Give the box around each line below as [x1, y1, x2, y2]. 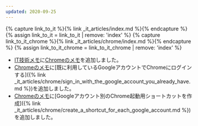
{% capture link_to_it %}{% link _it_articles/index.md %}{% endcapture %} [5, 25, 188, 32]
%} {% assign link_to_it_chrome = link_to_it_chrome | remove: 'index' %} [5, 44, 182, 51]
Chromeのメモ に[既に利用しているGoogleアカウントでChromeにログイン [14, 64, 192, 71]
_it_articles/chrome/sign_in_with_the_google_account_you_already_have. [14, 78, 191, 85]
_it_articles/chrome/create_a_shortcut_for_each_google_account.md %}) [14, 106, 191, 114]
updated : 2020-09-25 [5, 8, 57, 15]
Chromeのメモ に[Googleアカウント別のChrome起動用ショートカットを [14, 92, 187, 99]
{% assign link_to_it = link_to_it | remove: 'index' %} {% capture [5, 31, 161, 39]
